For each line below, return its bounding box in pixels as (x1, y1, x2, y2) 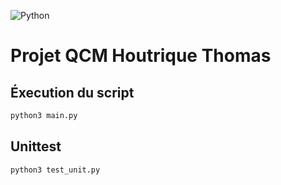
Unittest (10, 138, 62, 155)
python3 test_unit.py (10, 165, 101, 175)
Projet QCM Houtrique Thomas (10, 45, 272, 67)
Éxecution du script (10, 84, 135, 101)
